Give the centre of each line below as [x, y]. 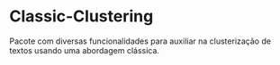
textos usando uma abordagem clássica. [85, 50]
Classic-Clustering [81, 16]
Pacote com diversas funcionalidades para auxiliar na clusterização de [140, 41]
